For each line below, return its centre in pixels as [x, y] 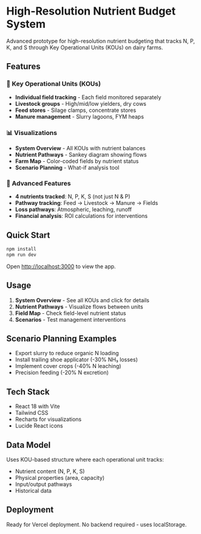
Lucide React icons [39, 426]
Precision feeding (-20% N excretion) [62, 373]
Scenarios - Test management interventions [70, 319]
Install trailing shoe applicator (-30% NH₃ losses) [77, 359]
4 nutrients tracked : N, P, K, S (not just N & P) [73, 196]
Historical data [33, 491]
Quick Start [28, 235]
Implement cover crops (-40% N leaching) [68, 366]
